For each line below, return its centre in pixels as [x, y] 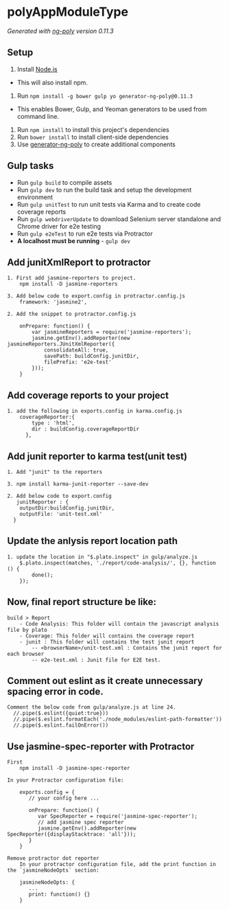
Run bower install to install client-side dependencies [93, 137]
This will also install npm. [52, 82]
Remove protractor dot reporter [53, 858]
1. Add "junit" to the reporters [55, 472]
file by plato [27, 630]
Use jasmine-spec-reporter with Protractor [101, 746]
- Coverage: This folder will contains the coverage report [107, 636]
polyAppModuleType [68, 12]
